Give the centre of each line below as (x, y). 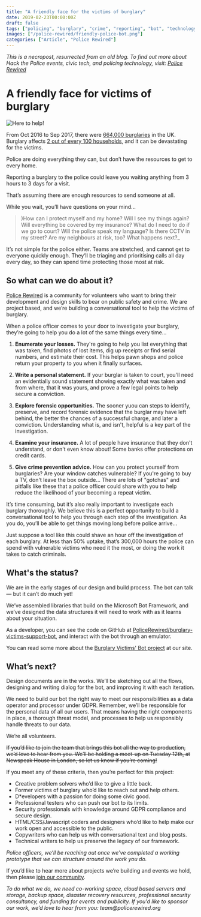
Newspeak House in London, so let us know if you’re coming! (82, 760)
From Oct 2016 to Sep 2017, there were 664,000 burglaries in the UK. (91, 134)
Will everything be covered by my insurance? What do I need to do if (105, 224)
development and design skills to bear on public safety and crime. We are (97, 301)
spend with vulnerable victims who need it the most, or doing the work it (95, 547)
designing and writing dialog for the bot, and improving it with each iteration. (100, 687)
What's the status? (42, 573)
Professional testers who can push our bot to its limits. (82, 803)
